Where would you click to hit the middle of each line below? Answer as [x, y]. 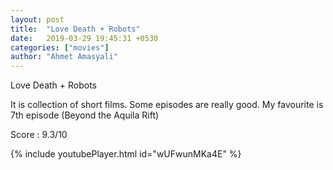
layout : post [37, 19]
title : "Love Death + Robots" [75, 29]
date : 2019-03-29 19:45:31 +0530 [84, 38]
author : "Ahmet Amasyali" [64, 57]
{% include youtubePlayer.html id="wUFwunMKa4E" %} [126, 154]
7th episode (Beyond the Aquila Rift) [85, 115]
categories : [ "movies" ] [60, 47]
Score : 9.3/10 [39, 135]
